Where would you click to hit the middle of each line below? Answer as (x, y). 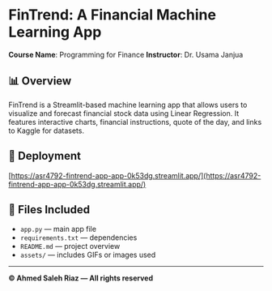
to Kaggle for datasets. (47, 131)
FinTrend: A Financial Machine (113, 15)
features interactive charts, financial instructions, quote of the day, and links (135, 122)
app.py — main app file (58, 229)
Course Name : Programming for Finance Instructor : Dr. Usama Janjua (126, 54)
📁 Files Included (49, 210)
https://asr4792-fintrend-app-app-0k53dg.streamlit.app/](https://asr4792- (136, 175)
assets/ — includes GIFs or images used (88, 255)
